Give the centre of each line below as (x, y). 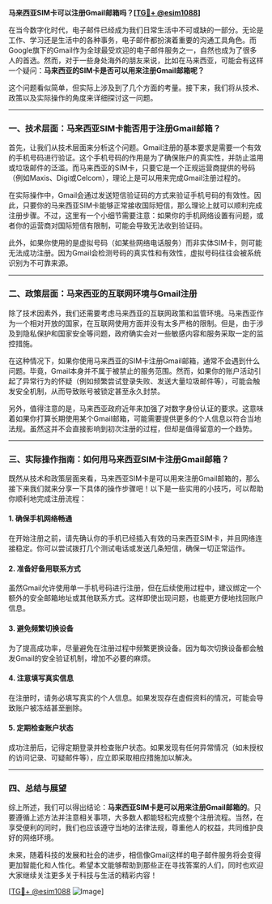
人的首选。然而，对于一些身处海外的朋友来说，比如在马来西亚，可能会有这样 (136, 60)
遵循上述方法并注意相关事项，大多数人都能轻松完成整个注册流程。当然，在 (139, 817)
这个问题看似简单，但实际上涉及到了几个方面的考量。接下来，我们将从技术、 (136, 88)
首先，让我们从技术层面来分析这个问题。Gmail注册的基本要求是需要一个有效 (135, 148)
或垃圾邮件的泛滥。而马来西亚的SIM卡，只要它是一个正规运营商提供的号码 (132, 168)
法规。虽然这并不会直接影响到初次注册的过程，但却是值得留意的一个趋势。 (132, 428)
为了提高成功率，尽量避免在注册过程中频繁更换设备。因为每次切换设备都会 (132, 648)
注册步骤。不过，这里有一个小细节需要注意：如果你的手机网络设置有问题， (132, 216)
